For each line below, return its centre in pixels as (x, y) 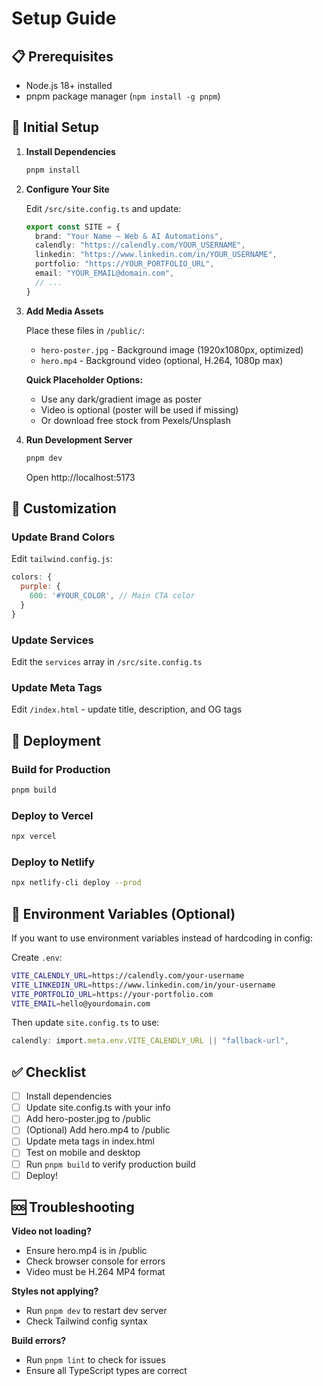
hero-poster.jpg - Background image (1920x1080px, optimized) (172, 349)
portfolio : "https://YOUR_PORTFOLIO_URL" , (125, 264)
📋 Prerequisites (62, 56)
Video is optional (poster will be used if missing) (139, 409)
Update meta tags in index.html (90, 1141)
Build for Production (61, 769)
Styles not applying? (55, 1291)
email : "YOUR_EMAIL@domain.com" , (105, 273)
